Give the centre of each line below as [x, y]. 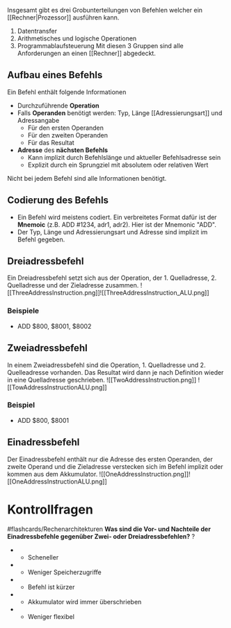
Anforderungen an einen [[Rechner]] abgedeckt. [87, 53]
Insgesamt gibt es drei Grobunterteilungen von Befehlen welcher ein [105, 10]
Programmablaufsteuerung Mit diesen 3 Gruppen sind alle [100, 46]
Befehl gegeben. [41, 239]
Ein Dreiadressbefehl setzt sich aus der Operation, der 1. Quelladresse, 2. [112, 278]
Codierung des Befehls [58, 201]
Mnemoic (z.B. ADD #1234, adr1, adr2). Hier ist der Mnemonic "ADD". [117, 224]
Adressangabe [38, 120]
